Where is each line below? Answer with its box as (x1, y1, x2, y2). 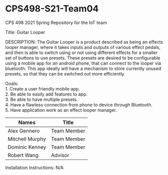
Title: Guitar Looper (5, 29, 46, 35)
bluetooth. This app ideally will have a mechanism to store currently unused (5, 65, 161, 71)
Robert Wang (8, 151, 39, 158)
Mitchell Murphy (8, 135, 46, 142)
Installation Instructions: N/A (5, 164, 64, 170)
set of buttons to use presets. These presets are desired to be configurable (5, 54, 160, 60)
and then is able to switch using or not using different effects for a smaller (5, 49, 158, 55)
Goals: (5, 80, 19, 86)
